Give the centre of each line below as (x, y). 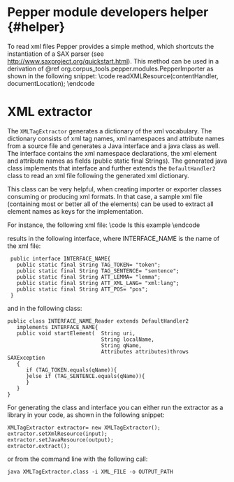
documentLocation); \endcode (51, 83)
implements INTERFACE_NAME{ (57, 327)
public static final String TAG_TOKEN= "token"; (88, 265)
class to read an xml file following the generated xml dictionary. (98, 175)
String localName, (128, 339)
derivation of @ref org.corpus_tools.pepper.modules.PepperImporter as (111, 68)
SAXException (26, 358)
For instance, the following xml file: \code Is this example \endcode (104, 225)
